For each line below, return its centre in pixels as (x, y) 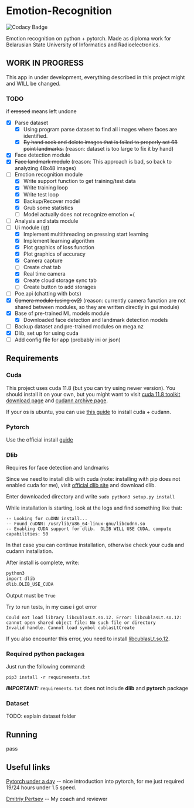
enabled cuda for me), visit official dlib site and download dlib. (81, 486)
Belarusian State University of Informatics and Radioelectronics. (83, 45)
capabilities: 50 (27, 534)
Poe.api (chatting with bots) (48, 294)
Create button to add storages (60, 287)
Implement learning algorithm (59, 240)
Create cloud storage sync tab (60, 280)
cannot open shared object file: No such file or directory (81, 623)
